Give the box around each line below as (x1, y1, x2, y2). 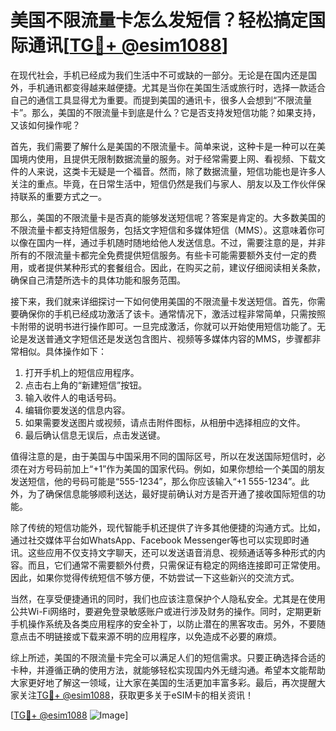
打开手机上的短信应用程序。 (24, 366, 140, 378)
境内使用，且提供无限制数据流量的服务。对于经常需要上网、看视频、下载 (18, 152, 317, 165)
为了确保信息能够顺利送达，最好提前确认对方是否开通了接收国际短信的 (27, 487, 317, 500)
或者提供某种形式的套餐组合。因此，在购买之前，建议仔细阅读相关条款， (27, 261, 326, 273)
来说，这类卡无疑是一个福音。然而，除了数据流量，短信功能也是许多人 (36, 165, 326, 177)
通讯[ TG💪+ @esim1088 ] (28, 34, 229, 57)
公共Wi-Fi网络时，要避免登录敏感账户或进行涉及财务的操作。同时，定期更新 (10, 605, 322, 617)
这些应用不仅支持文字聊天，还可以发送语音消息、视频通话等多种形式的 (27, 546, 317, 558)
